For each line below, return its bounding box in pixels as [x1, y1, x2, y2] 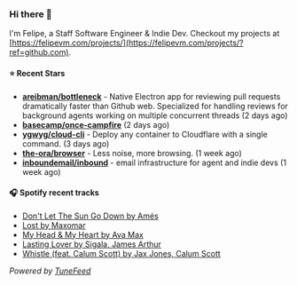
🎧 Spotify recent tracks [9, 187, 99, 198]
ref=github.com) [9, 47, 69, 58]
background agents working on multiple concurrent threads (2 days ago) [21, 110, 288, 121]
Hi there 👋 [9, 8, 53, 20]
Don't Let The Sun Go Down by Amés [21, 210, 160, 221]
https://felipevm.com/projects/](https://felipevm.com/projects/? [12, 37, 244, 48]
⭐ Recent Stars [9, 67, 66, 78]
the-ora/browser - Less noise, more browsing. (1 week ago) [21, 147, 242, 158]
